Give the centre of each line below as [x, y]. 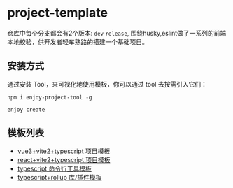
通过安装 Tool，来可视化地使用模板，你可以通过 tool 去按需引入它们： [107, 84]
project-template [58, 13]
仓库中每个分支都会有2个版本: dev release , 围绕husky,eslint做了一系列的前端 [117, 33]
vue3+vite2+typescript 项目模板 [64, 151]
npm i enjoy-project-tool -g [50, 97]
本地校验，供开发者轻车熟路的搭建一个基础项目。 [78, 42]
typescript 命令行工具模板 [55, 168]
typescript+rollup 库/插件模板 [59, 177]
